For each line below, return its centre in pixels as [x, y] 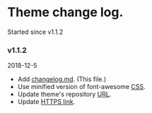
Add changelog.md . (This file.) [62, 79]
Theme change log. [65, 12]
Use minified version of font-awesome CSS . [81, 87]
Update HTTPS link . [46, 102]
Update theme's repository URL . [64, 94]
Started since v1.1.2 [35, 32]
